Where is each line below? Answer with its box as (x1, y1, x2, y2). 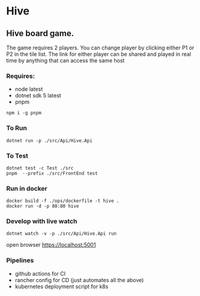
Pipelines (6, 256, 34, 265)
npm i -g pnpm (6, 110, 42, 116)
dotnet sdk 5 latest (14, 92, 61, 99)
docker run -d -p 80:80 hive (6, 203, 79, 209)
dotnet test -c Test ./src (6, 165, 74, 171)
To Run (6, 124, 27, 132)
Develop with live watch (6, 217, 77, 226)
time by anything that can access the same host (6, 57, 125, 64)
